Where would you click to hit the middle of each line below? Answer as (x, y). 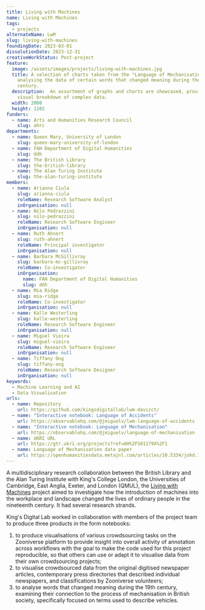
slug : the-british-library (52, 166)
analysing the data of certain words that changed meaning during (103, 80)
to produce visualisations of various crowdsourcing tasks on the (96, 535)
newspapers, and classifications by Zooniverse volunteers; (89, 581)
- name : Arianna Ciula (41, 188)
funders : (17, 114)
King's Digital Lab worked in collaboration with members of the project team (102, 516)
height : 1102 (28, 108)
